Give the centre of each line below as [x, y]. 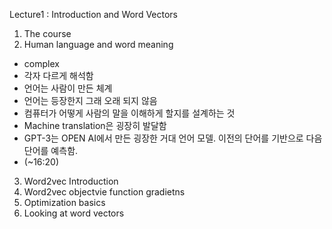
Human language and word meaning [98, 44]
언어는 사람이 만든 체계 [68, 88]
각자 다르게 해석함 [58, 75]
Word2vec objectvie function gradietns [104, 192]
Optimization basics [64, 202]
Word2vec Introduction [71, 181]
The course [47, 33]
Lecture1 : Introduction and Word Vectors [94, 14]
